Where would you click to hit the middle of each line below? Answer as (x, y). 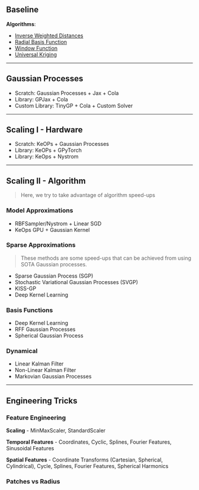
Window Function (36, 48)
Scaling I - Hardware (44, 130)
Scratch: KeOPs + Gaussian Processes (62, 144)
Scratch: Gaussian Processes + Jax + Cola (67, 93)
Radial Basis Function (41, 42)
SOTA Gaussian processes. (54, 264)
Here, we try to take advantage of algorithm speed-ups (88, 195)
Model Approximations (40, 211)
